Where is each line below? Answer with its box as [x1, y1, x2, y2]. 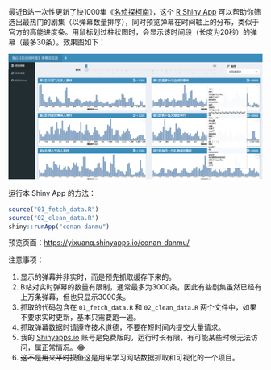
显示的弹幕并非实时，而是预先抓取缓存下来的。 [19, 272, 176, 282]
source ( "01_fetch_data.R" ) [8, 205, 99, 214]
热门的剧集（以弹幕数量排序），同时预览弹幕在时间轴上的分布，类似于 [29, 17, 260, 27]
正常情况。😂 [41, 343, 86, 352]
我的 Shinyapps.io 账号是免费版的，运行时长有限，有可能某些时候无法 [19, 333, 252, 343]
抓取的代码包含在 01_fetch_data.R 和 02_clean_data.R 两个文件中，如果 [19, 302, 257, 312]
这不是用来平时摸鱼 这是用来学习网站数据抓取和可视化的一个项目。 [19, 353, 240, 363]
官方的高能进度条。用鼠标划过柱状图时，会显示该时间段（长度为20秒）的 [8, 27, 251, 36]
